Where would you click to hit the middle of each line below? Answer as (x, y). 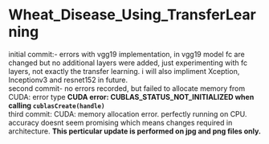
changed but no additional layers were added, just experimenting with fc (128, 63)
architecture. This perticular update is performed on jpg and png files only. (134, 131)
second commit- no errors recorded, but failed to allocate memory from (127, 88)
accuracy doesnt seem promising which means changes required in (120, 122)
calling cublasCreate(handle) (57, 105)
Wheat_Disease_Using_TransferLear (132, 15)
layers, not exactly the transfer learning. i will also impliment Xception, (124, 71)
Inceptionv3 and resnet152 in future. (68, 80)
